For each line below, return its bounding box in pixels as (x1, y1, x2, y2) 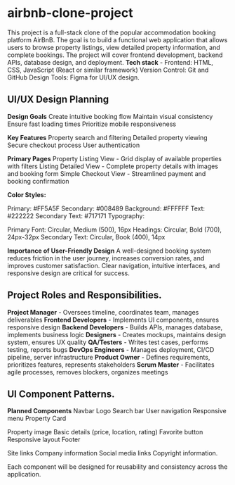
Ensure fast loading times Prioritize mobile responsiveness (7, 120, 177, 128)
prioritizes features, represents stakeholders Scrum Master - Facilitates (7, 360, 215, 369)
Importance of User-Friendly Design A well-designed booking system (7, 246, 212, 255)
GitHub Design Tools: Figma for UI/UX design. (7, 73, 140, 82)
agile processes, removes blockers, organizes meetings (7, 367, 168, 376)
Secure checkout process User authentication (7, 141, 140, 149)
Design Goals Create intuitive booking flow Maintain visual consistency (7, 112, 213, 120)
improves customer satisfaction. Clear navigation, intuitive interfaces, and (7, 261, 220, 270)
